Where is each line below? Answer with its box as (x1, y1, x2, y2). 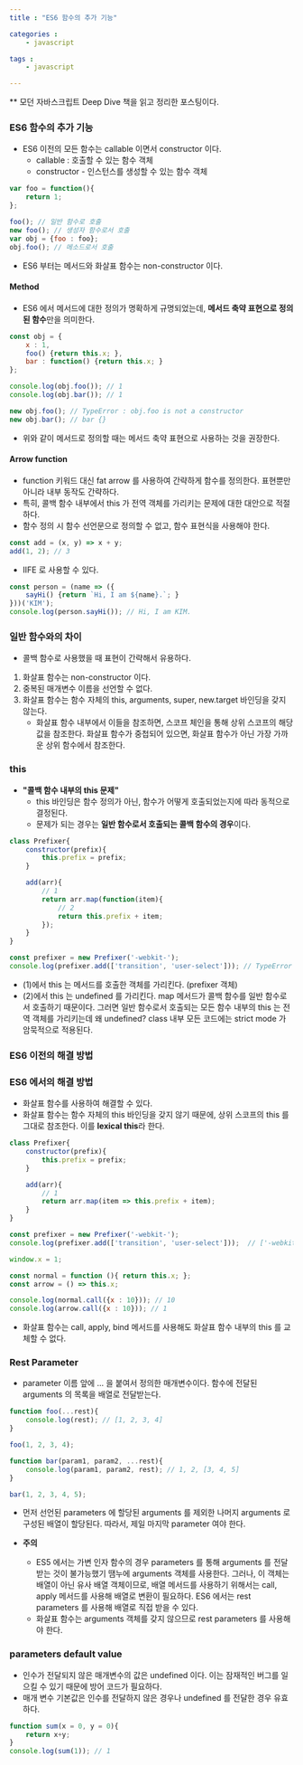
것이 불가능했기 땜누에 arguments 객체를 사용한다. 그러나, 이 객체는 (52, 1568, 290, 1579)
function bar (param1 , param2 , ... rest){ (9, 1457, 164, 1466)
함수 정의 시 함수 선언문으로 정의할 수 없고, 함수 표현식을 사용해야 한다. (22, 520, 271, 531)
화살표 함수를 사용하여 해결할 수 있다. (22, 1098, 153, 1109)
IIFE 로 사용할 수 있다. (22, 564, 99, 575)
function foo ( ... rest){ (9, 1407, 99, 1416)
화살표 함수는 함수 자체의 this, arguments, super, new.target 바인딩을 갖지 (22, 694, 287, 705)
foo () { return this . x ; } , (25, 349, 124, 358)
